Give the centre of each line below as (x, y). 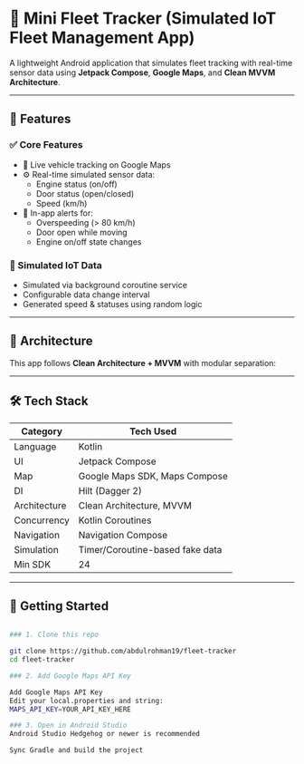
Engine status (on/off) (76, 184)
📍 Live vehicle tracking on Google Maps (96, 164)
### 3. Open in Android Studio (68, 725)
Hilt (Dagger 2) (110, 490)
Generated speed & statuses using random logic (112, 304)
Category (42, 431)
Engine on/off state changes (89, 242)
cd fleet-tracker (42, 660)
